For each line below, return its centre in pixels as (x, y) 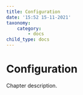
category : (29, 28)
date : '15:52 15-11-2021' (38, 17)
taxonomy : (19, 23)
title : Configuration (33, 12)
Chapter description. (32, 85)
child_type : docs (28, 39)
